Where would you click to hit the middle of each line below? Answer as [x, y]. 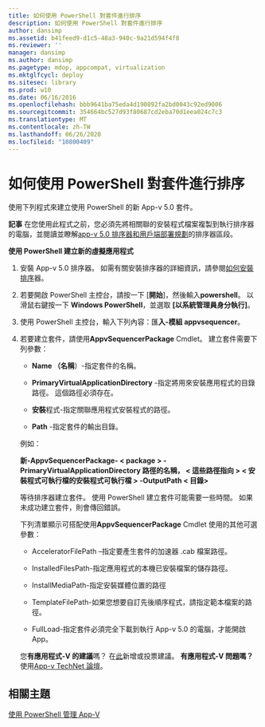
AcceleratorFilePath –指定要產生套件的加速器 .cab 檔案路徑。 [132, 551]
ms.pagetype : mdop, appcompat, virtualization [87, 68]
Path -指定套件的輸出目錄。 [77, 427]
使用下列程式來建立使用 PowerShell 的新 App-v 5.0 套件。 [103, 207]
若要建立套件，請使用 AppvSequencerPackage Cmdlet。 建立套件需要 [135, 339]
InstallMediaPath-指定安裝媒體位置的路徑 [99, 585]
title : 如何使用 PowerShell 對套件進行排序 [75, 16]
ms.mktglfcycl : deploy [46, 75]
